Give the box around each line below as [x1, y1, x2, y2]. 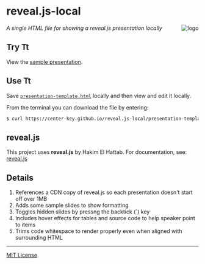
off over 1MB [15, 195, 48, 203]
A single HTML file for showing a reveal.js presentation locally [6, 24, 163, 32]
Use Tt [6, 76, 32, 86]
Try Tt [6, 42, 29, 52]
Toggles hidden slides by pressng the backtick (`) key [15, 208, 150, 215]
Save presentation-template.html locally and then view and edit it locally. [6, 92, 192, 99]
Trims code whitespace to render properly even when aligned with [15, 228, 182, 235]
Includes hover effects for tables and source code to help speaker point [15, 215, 195, 222]
